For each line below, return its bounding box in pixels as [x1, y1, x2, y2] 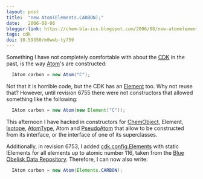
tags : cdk [6, 31, 31, 37]
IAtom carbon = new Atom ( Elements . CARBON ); [11, 167, 123, 173]
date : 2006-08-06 [6, 20, 56, 26]
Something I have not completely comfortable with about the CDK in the [6, 54, 185, 60]
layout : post [6, 8, 39, 15]
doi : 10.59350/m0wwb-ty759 [6, 37, 74, 43]
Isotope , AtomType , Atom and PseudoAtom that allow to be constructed [6, 125, 184, 132]
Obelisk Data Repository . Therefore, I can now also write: [6, 155, 148, 163]
